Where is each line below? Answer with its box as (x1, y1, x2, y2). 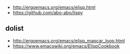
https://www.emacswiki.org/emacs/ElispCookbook (12, 43, 120, 49)
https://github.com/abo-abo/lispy (12, 10, 83, 16)
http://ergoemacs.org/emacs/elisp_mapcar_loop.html (12, 37, 125, 43)
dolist (5, 24, 24, 33)
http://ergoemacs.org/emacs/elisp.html (12, 5, 96, 10)
